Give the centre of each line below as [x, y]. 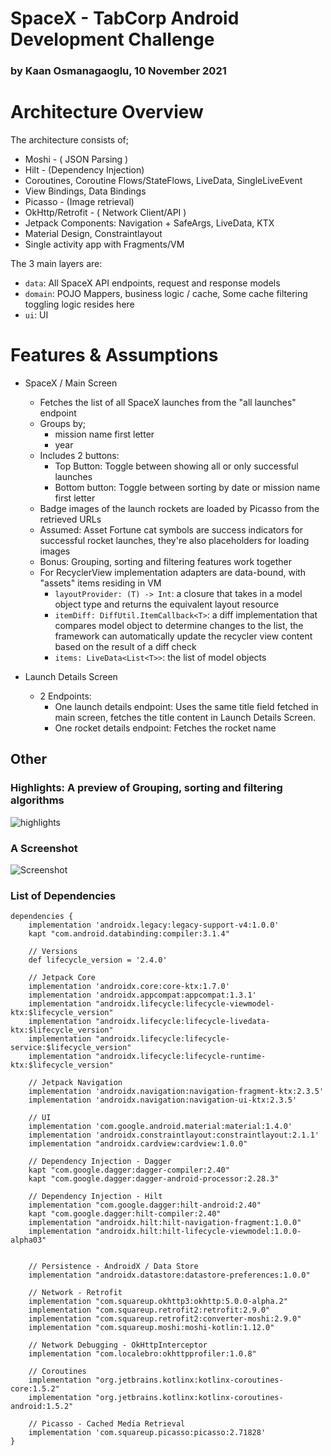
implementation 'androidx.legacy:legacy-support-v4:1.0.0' [154, 925]
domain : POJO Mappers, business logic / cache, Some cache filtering [166, 294]
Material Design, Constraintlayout [93, 234]
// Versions [53, 952]
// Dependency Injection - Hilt [95, 1197]
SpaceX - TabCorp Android [125, 18]
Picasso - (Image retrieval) [79, 202]
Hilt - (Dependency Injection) [84, 170]
